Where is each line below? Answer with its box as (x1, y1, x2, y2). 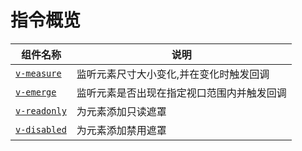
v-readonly (15, 105, 67, 116)
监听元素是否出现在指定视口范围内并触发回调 (76, 86, 287, 100)
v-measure (15, 67, 62, 79)
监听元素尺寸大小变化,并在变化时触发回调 (76, 67, 270, 81)
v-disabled (15, 124, 67, 135)
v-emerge (15, 86, 57, 98)
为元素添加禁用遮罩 (76, 123, 167, 137)
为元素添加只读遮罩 (76, 104, 167, 118)
